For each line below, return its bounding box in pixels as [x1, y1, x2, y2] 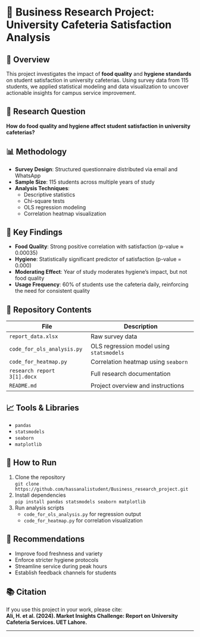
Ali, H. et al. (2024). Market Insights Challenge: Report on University [6, 612, 179, 619]
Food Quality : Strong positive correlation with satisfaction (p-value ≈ [14, 243, 184, 250]
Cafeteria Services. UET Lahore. [6, 619, 87, 626]
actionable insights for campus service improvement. [6, 89, 137, 96]
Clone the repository [14, 474, 65, 481]
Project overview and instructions [90, 382, 185, 390]
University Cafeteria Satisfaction [6, 18, 172, 32]
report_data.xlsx [9, 333, 58, 340]
